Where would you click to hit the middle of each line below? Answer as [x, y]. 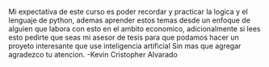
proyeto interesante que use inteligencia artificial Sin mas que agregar [125, 46]
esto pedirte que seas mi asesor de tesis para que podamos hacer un [124, 37]
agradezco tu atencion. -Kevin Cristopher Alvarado [93, 54]
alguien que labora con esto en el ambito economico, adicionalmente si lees [134, 29]
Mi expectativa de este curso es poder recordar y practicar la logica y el [128, 12]
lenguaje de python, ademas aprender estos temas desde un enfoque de [129, 20]
